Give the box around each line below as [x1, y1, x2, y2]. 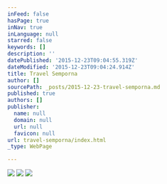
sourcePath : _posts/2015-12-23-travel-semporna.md [7, 83, 161, 91]
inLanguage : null [7, 30, 59, 38]
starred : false [7, 37, 53, 44]
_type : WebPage [7, 143, 53, 150]
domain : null [14, 116, 53, 123]
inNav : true [7, 24, 43, 31]
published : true [7, 90, 55, 97]
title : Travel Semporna [7, 70, 78, 77]
